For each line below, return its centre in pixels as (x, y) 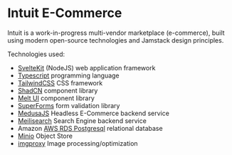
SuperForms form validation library (69, 105)
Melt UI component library (56, 98)
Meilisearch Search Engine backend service (82, 121)
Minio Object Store (45, 136)
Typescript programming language (68, 75)
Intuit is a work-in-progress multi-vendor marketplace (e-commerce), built (116, 33)
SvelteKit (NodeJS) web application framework (86, 68)
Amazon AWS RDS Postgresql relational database (90, 128)
